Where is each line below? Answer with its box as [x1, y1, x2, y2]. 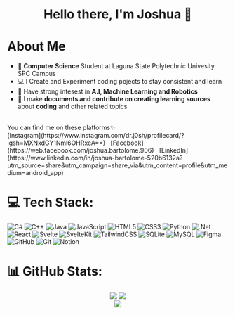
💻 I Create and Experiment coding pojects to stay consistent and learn [17, 77, 222, 86]
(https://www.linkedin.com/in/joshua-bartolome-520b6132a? [7, 154, 183, 162]
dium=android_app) [7, 169, 65, 177]
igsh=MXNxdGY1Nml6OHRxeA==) [7, 139, 106, 147]
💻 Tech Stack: [7, 195, 94, 210]
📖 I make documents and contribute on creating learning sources [17, 95, 211, 103]
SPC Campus [17, 70, 56, 78]
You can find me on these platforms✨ [7, 123, 116, 132]
